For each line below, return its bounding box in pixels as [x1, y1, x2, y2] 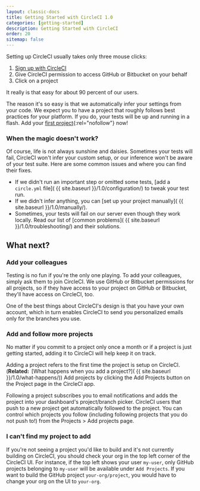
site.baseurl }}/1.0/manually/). [14, 204, 87, 211]
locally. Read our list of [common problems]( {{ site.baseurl [14, 216, 160, 224]
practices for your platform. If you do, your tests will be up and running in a [6, 113, 190, 120]
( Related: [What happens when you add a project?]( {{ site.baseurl [6, 368, 171, 375]
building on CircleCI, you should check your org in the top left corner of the [6, 452, 190, 459]
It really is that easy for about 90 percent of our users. [6, 89, 139, 96]
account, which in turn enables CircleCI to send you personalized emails [6, 308, 183, 315]
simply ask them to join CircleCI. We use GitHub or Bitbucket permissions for [6, 278, 194, 285]
